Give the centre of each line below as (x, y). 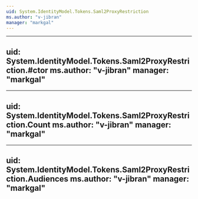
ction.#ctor (27, 70)
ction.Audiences (37, 179)
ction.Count (29, 125)
